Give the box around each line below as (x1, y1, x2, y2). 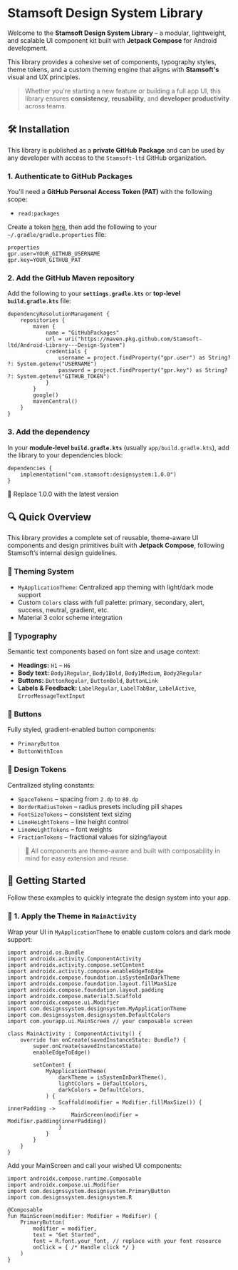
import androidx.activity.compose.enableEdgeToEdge (7, 967, 164, 975)
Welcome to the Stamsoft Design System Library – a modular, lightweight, (7, 29, 227, 37)
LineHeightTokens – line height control (17, 817, 129, 825)
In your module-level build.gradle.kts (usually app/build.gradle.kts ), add (7, 443, 229, 452)
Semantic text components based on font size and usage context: (7, 647, 201, 656)
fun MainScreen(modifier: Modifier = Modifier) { (7, 1212, 158, 1219)
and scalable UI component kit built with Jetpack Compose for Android (7, 36, 217, 44)
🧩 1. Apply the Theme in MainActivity (7, 911, 137, 921)
